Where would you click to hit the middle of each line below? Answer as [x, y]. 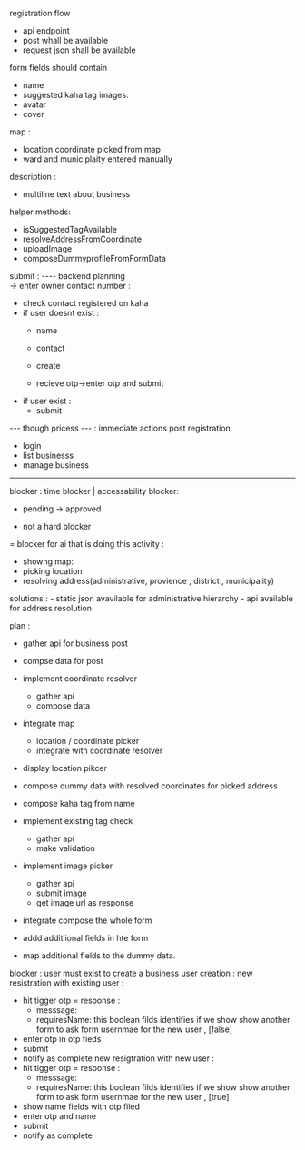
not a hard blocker [57, 526]
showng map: [48, 561]
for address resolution [51, 608]
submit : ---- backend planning [67, 276]
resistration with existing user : [67, 983]
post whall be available [65, 40]
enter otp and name [59, 1116]
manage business [55, 465]
